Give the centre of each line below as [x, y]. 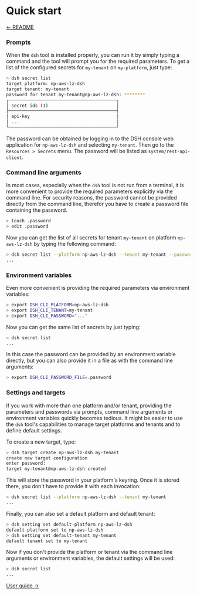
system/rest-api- [169, 151]
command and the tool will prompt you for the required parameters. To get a [98, 61]
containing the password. [37, 210]
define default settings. [34, 430]
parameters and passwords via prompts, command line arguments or [89, 411]
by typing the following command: [75, 244]
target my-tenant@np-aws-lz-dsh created [56, 469]
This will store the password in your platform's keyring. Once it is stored [93, 480]
